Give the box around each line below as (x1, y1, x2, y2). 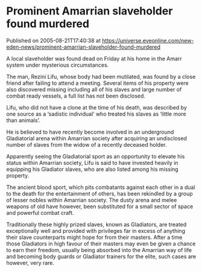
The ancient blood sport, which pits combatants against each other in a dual (6, 184, 195, 191)
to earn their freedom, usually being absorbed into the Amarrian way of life (6, 246, 192, 253)
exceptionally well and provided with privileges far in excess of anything (6, 227, 186, 234)
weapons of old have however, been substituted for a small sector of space (6, 203, 194, 210)
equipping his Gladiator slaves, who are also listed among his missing (6, 165, 179, 173)
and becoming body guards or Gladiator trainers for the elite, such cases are (6, 253, 197, 260)
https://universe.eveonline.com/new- (101, 37, 194, 44)
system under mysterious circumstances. (6, 61, 109, 69)
